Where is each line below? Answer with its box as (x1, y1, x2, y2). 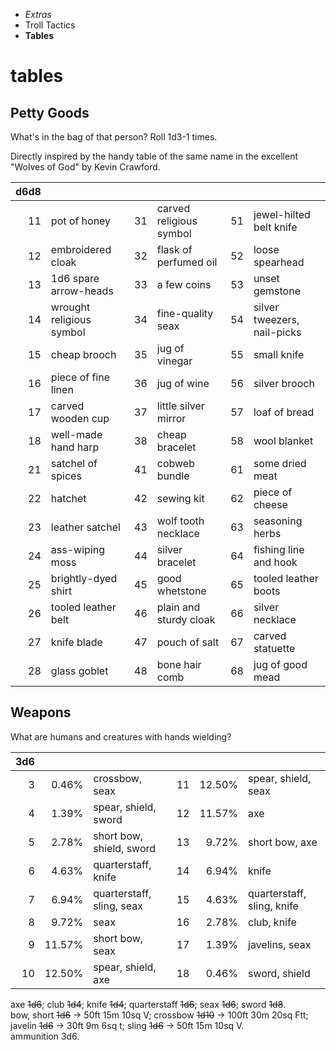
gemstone (253, 284, 301, 298)
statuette (253, 642, 296, 655)
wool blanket (253, 434, 314, 448)
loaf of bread (253, 405, 315, 419)
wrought (50, 300, 91, 314)
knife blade (50, 635, 103, 649)
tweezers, (253, 313, 300, 326)
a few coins (156, 278, 212, 291)
